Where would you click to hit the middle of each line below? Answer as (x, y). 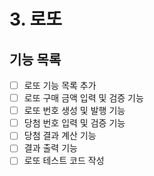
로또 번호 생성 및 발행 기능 (74, 111)
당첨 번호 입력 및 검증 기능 (74, 123)
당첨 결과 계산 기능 (60, 136)
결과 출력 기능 (50, 148)
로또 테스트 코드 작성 (64, 161)
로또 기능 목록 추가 (60, 85)
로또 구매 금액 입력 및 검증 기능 (83, 98)
